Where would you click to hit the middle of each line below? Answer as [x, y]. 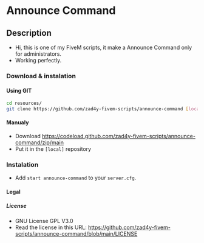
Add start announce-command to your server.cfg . [76, 178]
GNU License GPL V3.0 [44, 221]
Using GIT [19, 90]
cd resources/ [24, 104]
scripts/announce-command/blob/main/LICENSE [76, 233]
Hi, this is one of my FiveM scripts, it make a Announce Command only [104, 47]
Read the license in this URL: [51, 227]
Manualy [18, 122]
